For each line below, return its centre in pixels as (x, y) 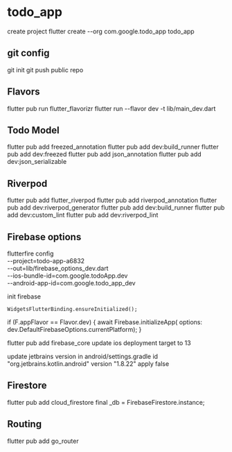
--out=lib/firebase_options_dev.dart (58, 268)
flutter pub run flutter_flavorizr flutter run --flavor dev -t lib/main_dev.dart (111, 108)
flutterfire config (30, 253)
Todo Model (34, 130)
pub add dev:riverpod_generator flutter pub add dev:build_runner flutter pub (116, 208)
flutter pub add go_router (43, 441)
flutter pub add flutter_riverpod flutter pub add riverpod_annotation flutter (112, 200)
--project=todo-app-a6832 (46, 261)
